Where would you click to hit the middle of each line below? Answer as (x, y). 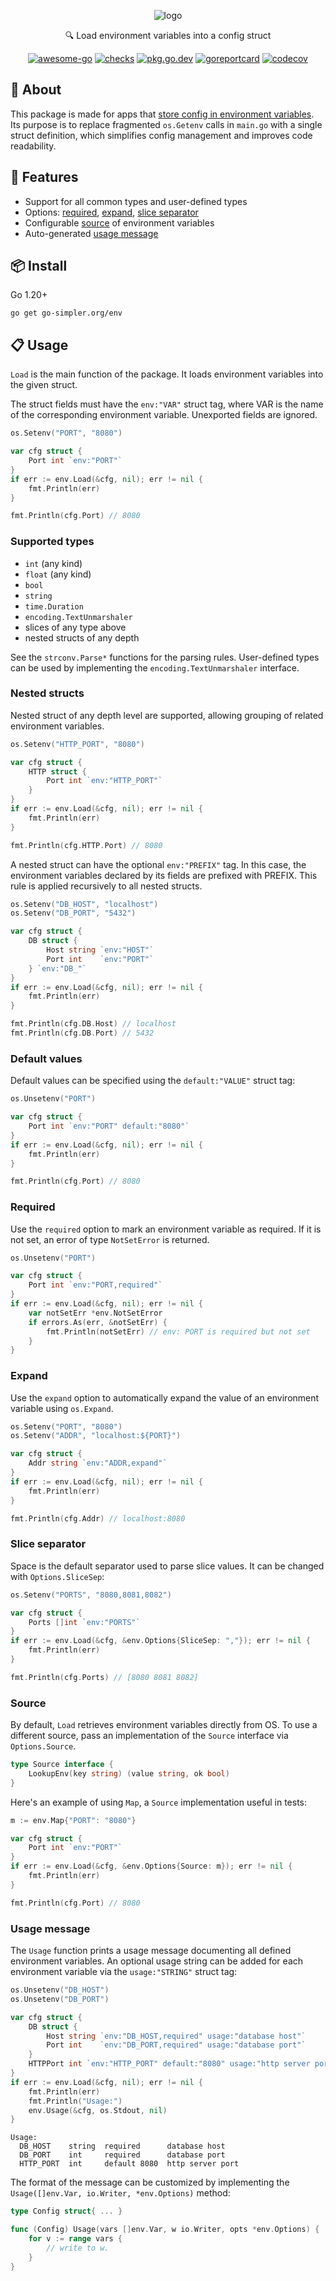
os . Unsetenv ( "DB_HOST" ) (60, 1990)
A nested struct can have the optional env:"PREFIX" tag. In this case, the (158, 864)
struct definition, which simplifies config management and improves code (161, 135)
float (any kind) (58, 574)
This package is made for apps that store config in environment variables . (162, 114)
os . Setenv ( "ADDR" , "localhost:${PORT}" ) (96, 1436)
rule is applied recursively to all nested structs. (106, 886)
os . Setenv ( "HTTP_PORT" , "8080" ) (77, 744)
